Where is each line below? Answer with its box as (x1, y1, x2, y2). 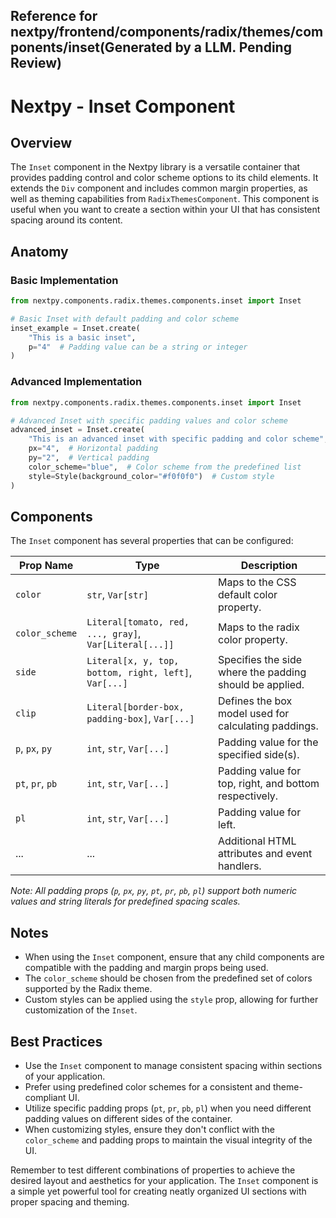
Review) (10, 55, 62, 72)
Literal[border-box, (86, 702, 185, 713)
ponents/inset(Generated (10, 39, 173, 56)
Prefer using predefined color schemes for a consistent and (24, 1080, 272, 1093)
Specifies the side (217, 653, 303, 667)
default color (217, 588, 278, 602)
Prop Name (18, 559, 74, 573)
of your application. (24, 1070, 106, 1082)
